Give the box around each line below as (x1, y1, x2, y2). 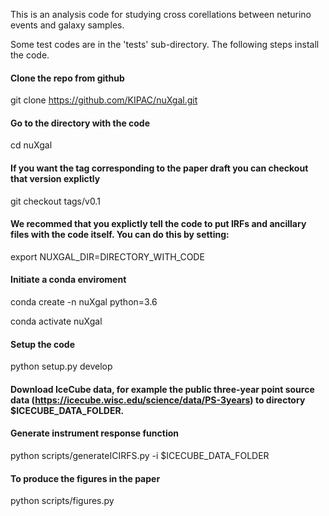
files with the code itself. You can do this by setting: (10, 229, 230, 241)
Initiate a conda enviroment (10, 274, 127, 286)
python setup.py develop (10, 360, 113, 373)
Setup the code (10, 338, 76, 350)
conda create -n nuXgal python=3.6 (10, 296, 158, 308)
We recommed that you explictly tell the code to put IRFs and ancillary (10, 218, 307, 230)
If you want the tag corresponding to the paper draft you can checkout (10, 162, 309, 174)
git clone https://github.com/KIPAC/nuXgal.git (10, 94, 198, 106)
